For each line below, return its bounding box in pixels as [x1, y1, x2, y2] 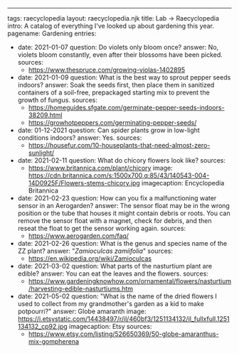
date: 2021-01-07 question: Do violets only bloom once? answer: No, [17, 43, 219, 51]
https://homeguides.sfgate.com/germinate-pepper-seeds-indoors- [28, 104, 225, 112]
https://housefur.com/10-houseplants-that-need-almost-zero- [28, 141, 211, 149]
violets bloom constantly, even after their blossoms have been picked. [17, 50, 223, 59]
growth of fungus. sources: [17, 96, 97, 104]
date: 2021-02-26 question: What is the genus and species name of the [17, 239, 228, 247]
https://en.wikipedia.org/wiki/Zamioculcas [28, 254, 152, 263]
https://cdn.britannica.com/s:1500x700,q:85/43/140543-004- [28, 171, 210, 180]
